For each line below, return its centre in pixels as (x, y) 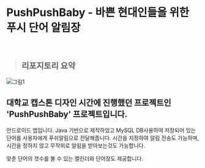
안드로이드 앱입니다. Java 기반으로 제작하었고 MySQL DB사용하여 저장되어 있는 (101, 130)
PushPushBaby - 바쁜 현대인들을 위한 (98, 13)
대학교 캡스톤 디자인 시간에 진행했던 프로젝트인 (89, 103)
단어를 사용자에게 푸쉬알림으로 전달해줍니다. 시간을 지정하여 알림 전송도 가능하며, (103, 137)
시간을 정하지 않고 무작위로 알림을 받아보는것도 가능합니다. (76, 145)
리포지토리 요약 (48, 66)
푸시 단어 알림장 (43, 28)
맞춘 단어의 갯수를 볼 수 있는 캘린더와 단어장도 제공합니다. (75, 158)
